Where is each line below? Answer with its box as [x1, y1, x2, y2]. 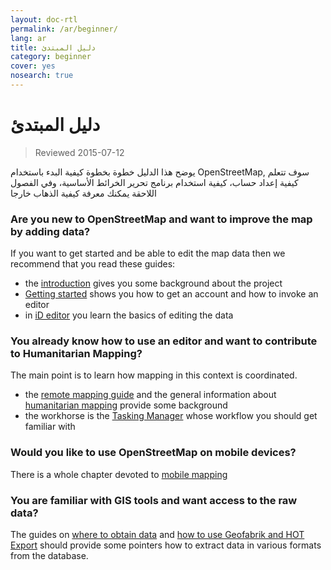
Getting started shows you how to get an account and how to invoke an [24, 288, 319, 300]
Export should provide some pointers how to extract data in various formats [10, 539, 322, 551]
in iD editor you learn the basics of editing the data [24, 309, 234, 321]
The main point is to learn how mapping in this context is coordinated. [10, 369, 298, 381]
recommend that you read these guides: [10, 258, 176, 270]
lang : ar [10, 33, 47, 43]
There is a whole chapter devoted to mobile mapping [10, 468, 228, 480]
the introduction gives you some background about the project [24, 277, 283, 290]
